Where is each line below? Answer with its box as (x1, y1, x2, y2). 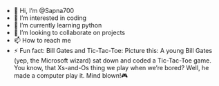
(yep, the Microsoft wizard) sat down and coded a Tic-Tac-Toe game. (13, 56, 212, 65)
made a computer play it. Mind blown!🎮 (13, 72, 128, 79)
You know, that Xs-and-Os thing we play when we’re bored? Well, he (13, 64, 209, 72)
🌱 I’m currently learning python (13, 21, 102, 29)
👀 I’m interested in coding (13, 14, 87, 22)
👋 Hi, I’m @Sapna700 (13, 7, 75, 14)
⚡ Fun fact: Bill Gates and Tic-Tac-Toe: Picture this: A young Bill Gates (13, 47, 213, 54)
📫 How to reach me (13, 36, 71, 44)
